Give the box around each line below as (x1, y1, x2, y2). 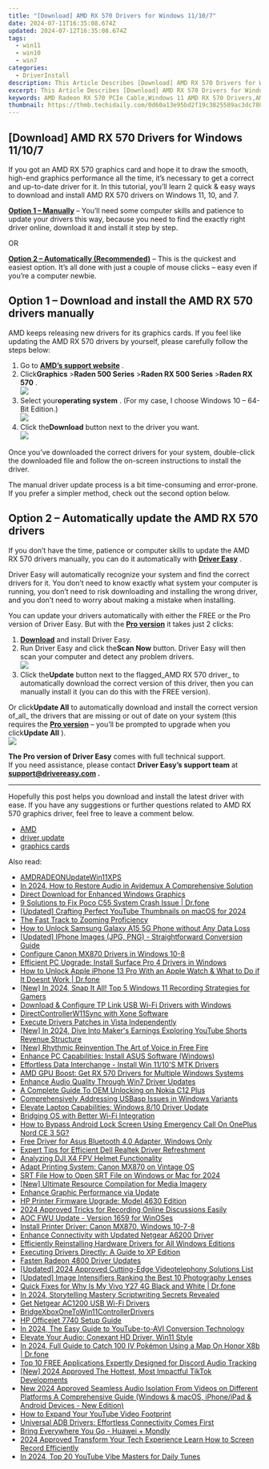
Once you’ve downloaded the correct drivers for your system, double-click (8, 447, 255, 457)
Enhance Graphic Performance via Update (19, 1188, 160, 1197)
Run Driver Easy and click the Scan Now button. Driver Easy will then (19, 643, 247, 653)
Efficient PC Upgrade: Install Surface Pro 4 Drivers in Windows (19, 957, 227, 967)
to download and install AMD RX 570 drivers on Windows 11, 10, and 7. (8, 190, 239, 200)
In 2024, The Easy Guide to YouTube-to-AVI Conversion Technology (19, 1324, 245, 1333)
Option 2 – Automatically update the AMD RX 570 (8, 512, 259, 525)
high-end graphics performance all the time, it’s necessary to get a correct (8, 173, 255, 183)
